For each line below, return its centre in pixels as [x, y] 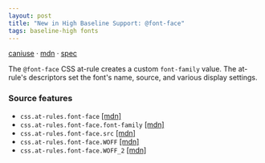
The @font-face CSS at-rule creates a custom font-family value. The [122, 69]
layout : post [30, 16]
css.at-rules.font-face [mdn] [71, 116]
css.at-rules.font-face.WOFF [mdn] [79, 141]
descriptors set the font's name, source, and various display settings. [143, 78]
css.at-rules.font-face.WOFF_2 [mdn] [83, 150]
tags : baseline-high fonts [53, 31]
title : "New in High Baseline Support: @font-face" [96, 23]
